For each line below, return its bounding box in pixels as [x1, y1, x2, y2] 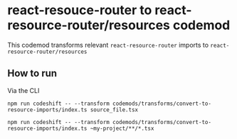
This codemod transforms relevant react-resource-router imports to [7, 40, 209, 49]
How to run [7, 67, 58, 79]
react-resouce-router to [7, 2, 152, 18]
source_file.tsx [90, 106, 139, 113]
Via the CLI [7, 86, 40, 94]
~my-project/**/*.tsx [90, 125, 154, 132]
